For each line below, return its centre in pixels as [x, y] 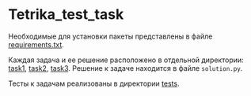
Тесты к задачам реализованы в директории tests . [94, 83]
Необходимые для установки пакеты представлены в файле [110, 36]
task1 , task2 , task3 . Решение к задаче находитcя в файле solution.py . [125, 68]
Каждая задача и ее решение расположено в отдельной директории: [126, 60]
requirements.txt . [36, 44]
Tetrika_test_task [66, 15]
